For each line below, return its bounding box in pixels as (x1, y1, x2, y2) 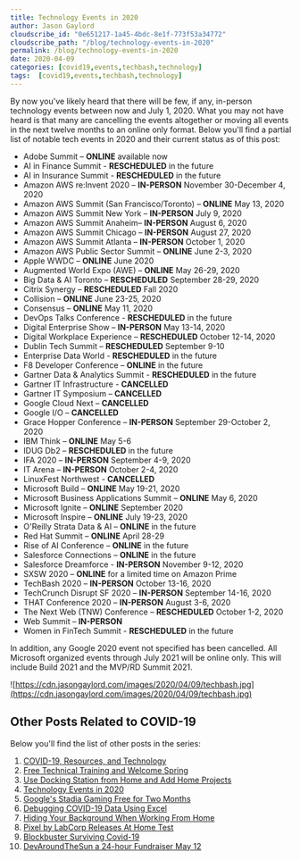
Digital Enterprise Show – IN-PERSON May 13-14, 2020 (22, 321, 226, 332)
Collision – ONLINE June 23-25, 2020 (22, 293, 162, 304)
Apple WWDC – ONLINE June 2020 (22, 255, 154, 266)
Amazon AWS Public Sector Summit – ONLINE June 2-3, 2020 (22, 246, 253, 256)
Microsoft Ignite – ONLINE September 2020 (22, 502, 184, 513)
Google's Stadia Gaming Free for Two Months (22, 793, 191, 804)
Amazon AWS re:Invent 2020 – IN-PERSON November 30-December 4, (22, 180, 286, 190)
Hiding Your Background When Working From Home (22, 812, 215, 822)
